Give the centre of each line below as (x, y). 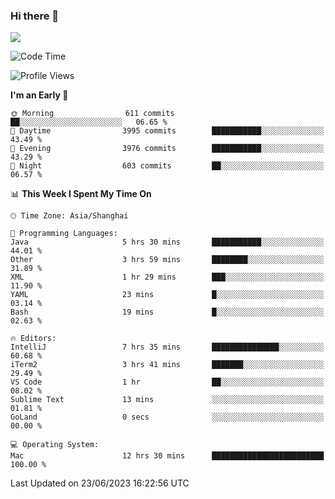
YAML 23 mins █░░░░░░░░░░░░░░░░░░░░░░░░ (167, 295)
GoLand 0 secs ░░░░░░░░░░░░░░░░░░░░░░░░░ (167, 417)
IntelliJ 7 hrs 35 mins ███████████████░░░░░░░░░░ (167, 347)
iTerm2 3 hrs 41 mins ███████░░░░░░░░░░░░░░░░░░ (167, 365)
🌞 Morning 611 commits (92, 114)
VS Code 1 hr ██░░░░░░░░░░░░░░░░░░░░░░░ (167, 382)
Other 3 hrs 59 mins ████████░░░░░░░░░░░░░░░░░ (167, 260)
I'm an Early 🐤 (39, 95)
